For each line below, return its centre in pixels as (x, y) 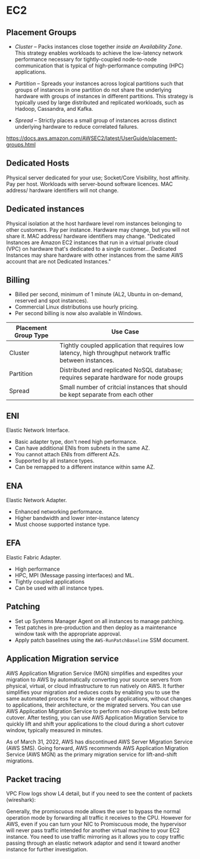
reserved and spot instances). (51, 301)
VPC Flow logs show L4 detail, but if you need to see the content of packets (99, 793)
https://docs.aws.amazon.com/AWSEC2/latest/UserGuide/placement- (92, 138)
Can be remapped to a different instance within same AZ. (85, 467)
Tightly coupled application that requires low (122, 346)
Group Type (32, 335)
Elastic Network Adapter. (37, 500)
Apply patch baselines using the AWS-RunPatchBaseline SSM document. (102, 640)
